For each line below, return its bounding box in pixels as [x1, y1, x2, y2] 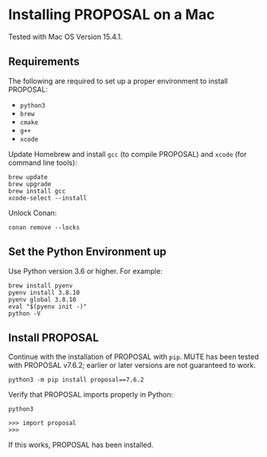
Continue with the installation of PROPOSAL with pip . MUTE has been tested [8, 352, 259, 361]
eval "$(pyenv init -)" [8, 303, 88, 311]
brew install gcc [8, 187, 66, 195]
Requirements [8, 55, 80, 68]
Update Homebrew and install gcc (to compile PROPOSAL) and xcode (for [8, 149, 247, 158]
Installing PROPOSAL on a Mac [8, 6, 215, 24]
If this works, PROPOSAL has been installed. [8, 440, 154, 450]
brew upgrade [8, 180, 52, 188]
